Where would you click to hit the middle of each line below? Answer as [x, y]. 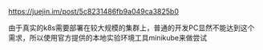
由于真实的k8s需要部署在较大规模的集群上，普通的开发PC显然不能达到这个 [131, 28]
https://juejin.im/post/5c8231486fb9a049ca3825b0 [93, 12]
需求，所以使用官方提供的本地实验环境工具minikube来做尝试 [108, 38]
